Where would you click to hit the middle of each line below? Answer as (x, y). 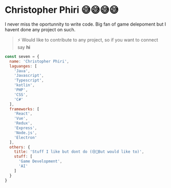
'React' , (23, 114)
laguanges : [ (23, 66)
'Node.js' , (26, 133)
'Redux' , (23, 123)
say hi (24, 47)
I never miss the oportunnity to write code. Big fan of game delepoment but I (85, 24)
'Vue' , (21, 119)
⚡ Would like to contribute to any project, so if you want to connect (88, 39)
